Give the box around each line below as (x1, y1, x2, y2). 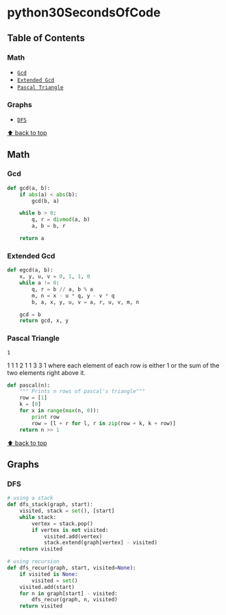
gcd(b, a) (32, 197, 60, 204)
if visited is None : (19, 570, 78, 577)
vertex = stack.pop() (32, 520, 94, 527)
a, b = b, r (32, 223, 66, 230)
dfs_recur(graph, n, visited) (32, 596, 118, 603)
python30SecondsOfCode (7, 5, 161, 21)
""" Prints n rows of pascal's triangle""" (19, 388, 146, 395)
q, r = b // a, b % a (32, 286, 94, 293)
